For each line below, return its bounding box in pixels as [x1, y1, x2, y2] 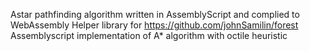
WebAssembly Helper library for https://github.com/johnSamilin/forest [10, 19, 299, 31]
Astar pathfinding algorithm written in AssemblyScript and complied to [10, 9, 300, 20]
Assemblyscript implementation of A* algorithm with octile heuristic [10, 30, 288, 41]
